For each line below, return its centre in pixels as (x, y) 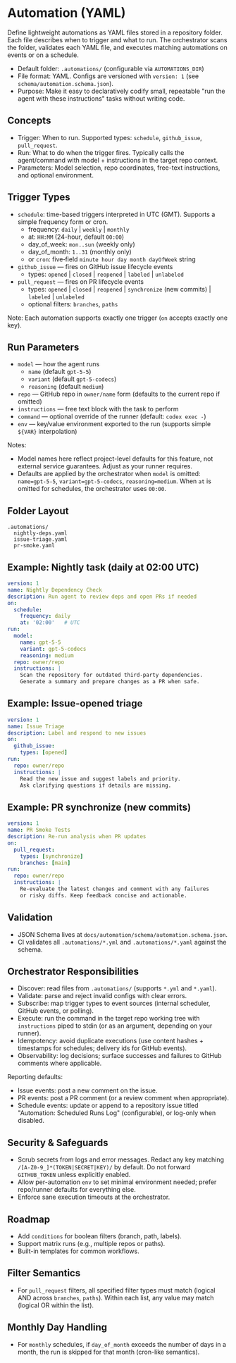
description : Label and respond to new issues (77, 733)
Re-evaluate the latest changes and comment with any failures (115, 889)
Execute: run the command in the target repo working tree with (108, 1019)
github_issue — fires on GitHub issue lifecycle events (95, 266)
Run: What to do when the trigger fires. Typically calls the (101, 152)
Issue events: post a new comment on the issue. (87, 1090)
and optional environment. (55, 175)
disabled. (31, 1121)
